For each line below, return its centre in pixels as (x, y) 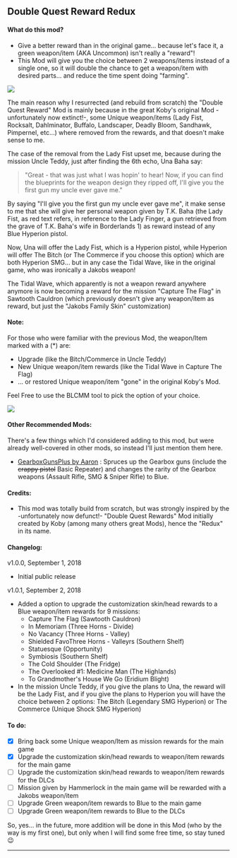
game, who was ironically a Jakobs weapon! (72, 270)
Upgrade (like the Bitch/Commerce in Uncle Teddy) (92, 359)
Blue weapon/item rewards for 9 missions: (79, 611)
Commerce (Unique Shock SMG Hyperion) (79, 709)
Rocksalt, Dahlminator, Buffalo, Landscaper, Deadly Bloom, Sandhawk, (110, 125)
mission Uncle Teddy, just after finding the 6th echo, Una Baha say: (105, 161)
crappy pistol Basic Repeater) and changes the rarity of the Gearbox (117, 469)
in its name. (34, 531)
